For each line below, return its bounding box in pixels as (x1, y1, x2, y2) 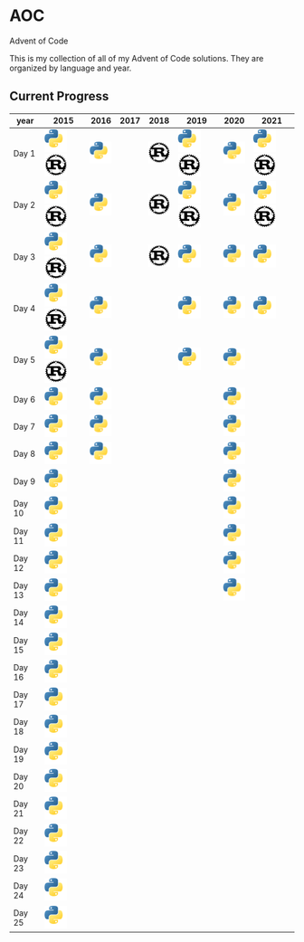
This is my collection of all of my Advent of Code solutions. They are (9, 52, 264, 63)
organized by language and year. (9, 62, 132, 73)
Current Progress (9, 89, 109, 104)
